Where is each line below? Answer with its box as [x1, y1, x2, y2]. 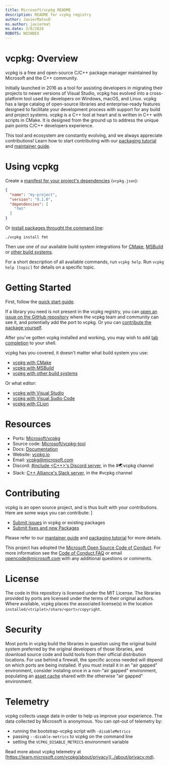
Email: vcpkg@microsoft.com [12, 457, 74, 463]
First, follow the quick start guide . [5, 299, 75, 305]
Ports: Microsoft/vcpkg [12, 435, 61, 441]
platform [5, 95, 23, 101]
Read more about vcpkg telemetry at [5, 748, 81, 754]
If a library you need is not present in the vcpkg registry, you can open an [5, 308, 158, 314]
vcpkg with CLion [12, 400, 49, 407]
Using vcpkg [5, 161, 59, 172]
